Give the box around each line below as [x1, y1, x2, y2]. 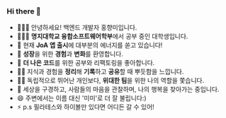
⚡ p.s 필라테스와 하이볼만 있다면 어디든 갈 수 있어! [16, 102, 155, 112]
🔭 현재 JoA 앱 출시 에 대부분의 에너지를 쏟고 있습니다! [16, 41, 163, 49]
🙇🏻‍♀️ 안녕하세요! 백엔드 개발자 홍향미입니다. [16, 23, 137, 32]
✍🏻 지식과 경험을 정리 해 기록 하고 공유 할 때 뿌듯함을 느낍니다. [16, 67, 184, 76]
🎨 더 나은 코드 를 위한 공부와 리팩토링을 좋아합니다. [16, 59, 155, 67]
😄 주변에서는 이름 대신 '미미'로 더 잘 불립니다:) [16, 94, 147, 102]
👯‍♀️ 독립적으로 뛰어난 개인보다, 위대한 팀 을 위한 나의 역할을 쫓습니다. [16, 76, 205, 85]
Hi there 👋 [6, 6, 42, 16]
